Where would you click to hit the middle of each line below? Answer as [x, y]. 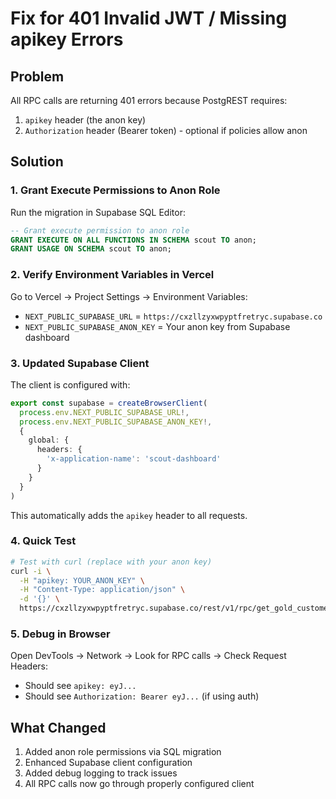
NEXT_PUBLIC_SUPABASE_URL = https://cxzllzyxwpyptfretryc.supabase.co [173, 316]
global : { [49, 440]
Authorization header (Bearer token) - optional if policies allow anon [166, 130]
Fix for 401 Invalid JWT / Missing [149, 18]
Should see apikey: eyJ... [80, 686]
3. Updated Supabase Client [80, 363]
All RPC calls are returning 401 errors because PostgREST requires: [149, 100]
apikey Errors [67, 39]
